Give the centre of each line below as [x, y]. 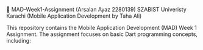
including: [19, 41]
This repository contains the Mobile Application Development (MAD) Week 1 [101, 28]
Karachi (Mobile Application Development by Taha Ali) [74, 16]
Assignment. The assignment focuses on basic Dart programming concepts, [102, 34]
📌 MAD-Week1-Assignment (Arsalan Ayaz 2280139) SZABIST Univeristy [97, 9]
